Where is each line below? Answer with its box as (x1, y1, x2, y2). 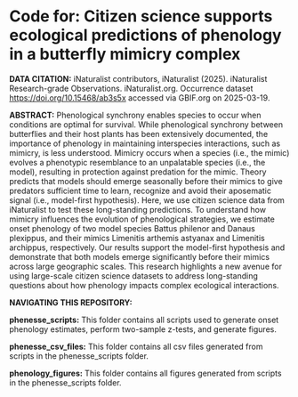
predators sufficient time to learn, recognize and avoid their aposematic (9, 185, 271, 196)
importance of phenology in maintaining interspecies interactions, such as (9, 138, 281, 149)
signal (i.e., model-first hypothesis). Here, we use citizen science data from (9, 194, 285, 206)
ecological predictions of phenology (9, 25, 282, 45)
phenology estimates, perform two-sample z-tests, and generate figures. (9, 323, 278, 335)
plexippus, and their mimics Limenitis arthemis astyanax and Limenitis (9, 232, 265, 243)
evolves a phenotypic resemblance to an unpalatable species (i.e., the (9, 157, 266, 167)
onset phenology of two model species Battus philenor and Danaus (9, 223, 256, 233)
